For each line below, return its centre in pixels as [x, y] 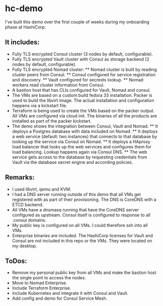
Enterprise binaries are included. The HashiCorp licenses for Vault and [82, 235]
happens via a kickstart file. [40, 105]
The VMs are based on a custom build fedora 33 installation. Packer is [82, 95]
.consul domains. [29, 220]
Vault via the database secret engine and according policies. [73, 162]
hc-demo [24, 8]
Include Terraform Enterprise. [41, 288]
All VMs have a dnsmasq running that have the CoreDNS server [75, 209]
